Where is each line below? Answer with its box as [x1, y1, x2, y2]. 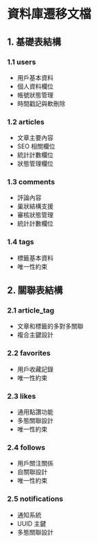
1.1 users [7, 57, 36, 66]
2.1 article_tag [7, 306, 55, 315]
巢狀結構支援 [16, 202, 53, 210]
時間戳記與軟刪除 [16, 99, 66, 108]
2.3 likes [7, 391, 36, 401]
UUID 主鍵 [16, 519, 47, 528]
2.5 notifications [7, 494, 64, 504]
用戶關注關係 [16, 460, 53, 468]
